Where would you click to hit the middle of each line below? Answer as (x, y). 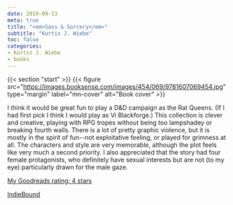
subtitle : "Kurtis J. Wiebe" (50, 33)
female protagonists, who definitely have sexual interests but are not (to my (116, 160)
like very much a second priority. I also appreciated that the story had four (114, 152)
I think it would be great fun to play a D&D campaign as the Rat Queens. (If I (116, 107)
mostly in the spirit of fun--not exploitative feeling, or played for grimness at (116, 137)
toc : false (23, 40)
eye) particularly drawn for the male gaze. (68, 167)
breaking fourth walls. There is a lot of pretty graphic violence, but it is (108, 129)
